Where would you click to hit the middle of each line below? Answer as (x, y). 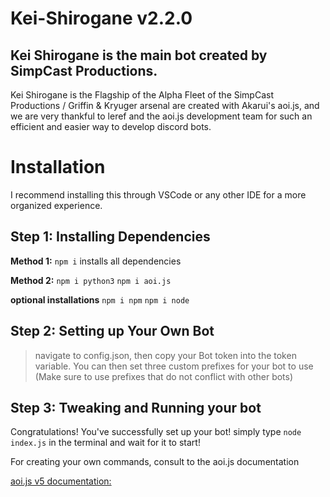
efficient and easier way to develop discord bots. (111, 126)
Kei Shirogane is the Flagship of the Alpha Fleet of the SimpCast (142, 95)
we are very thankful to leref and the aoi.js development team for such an (161, 116)
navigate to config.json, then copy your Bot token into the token (165, 355)
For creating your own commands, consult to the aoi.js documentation (155, 462)
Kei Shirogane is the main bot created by (139, 55)
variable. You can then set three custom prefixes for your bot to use (174, 366)
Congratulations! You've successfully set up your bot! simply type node (156, 432)
